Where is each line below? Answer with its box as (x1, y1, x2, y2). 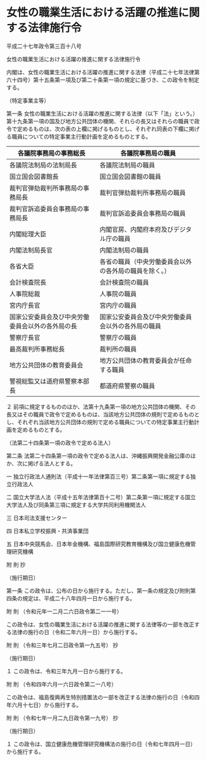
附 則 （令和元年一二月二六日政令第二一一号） (6, 608, 123, 615)
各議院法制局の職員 (99, 161, 155, 169)
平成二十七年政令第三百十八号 (6, 42, 82, 50)
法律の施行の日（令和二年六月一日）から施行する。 (11, 628, 141, 635)
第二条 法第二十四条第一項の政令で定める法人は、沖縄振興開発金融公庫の (6, 452, 191, 459)
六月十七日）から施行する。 (11, 701, 82, 708)
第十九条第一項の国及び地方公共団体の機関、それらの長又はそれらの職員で (6, 117, 194, 124)
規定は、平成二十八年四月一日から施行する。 (22, 594, 135, 602)
